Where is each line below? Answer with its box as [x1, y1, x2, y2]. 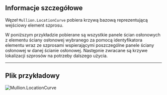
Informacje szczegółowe [5, 4, 83, 12]
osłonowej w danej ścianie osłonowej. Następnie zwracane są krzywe [5, 47, 148, 53]
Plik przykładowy [5, 71, 60, 80]
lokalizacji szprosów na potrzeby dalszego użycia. [5, 53, 108, 59]
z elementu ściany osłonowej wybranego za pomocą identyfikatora [5, 37, 143, 43]
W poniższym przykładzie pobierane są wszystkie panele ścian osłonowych [5, 32, 161, 37]
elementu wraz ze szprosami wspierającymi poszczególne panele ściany [5, 42, 154, 48]
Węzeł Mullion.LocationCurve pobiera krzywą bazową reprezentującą [5, 17, 148, 23]
